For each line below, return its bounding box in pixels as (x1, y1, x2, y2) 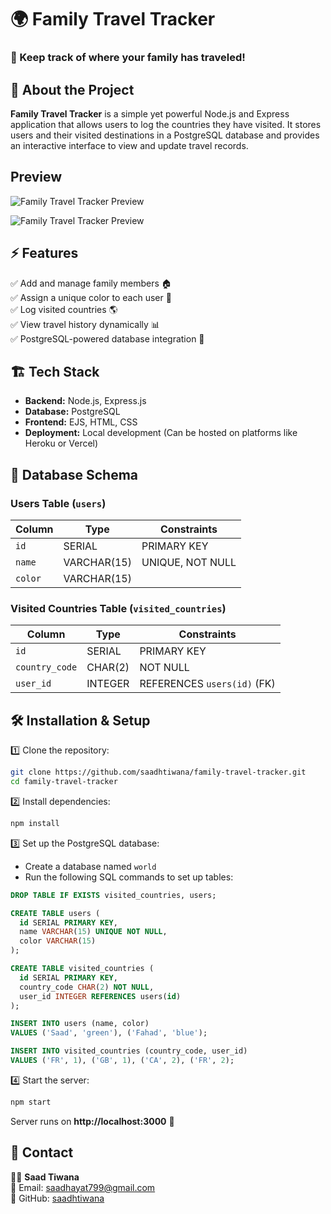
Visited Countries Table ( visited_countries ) (10, 601, 227, 615)
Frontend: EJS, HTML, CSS (24, 416, 138, 428)
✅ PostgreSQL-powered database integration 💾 (10, 332, 205, 345)
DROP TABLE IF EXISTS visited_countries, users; (10, 890, 217, 900)
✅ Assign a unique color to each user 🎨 (10, 291, 172, 303)
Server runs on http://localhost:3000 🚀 (10, 1115, 175, 1127)
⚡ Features (10, 245, 79, 262)
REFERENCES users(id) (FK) (139, 677, 276, 691)
